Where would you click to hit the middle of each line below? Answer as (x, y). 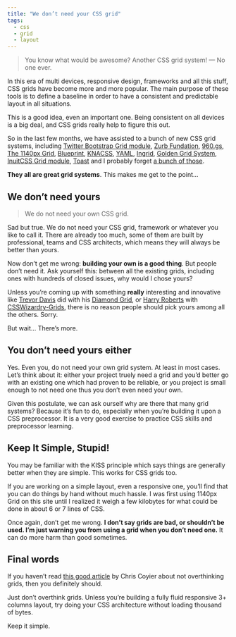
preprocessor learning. (41, 426)
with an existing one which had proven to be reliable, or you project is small (117, 382)
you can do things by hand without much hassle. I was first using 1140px (112, 493)
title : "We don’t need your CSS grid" (64, 14)
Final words (33, 559)
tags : (15, 20)
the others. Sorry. (33, 314)
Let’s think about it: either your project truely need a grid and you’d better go (118, 375)
